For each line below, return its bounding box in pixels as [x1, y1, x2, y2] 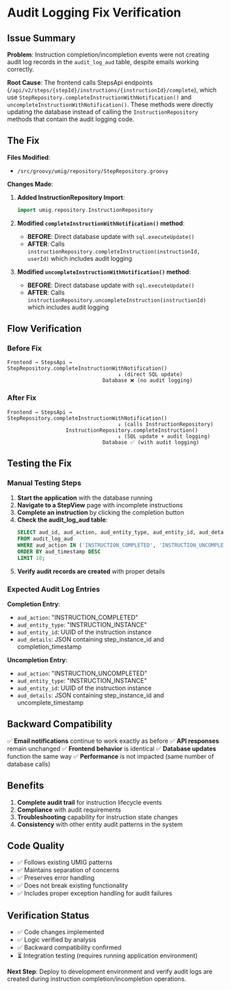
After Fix [7, 393, 36, 403]
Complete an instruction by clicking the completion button [16, 508, 184, 517]
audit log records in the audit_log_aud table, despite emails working [7, 58, 199, 66]
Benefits [7, 780, 45, 792]
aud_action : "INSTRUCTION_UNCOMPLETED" [16, 669, 148, 677]
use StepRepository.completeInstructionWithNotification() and [7, 93, 192, 101]
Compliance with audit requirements [16, 805, 122, 814]
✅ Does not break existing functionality [16, 881, 129, 889]
